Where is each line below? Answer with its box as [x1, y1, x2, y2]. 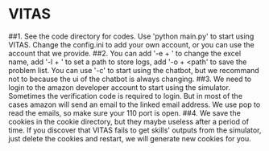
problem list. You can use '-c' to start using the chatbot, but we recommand [8, 65, 259, 75]
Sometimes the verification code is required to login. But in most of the [8, 91, 243, 100]
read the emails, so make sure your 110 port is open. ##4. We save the [8, 108, 242, 117]
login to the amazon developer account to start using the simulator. [8, 82, 231, 92]
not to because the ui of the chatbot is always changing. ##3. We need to [8, 74, 252, 84]
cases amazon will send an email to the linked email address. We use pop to [8, 100, 261, 109]
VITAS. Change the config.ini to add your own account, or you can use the [8, 39, 255, 49]
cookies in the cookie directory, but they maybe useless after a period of [8, 116, 250, 126]
